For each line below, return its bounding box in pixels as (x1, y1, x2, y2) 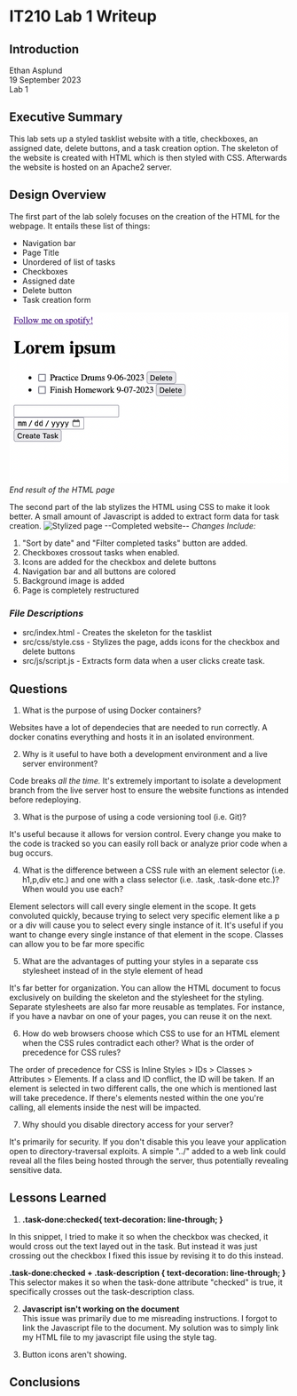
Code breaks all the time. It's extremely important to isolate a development (9, 775, 282, 786)
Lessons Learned (9, 1191, 106, 1206)
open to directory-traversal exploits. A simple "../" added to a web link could (9, 1145, 286, 1156)
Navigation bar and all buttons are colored (21, 566, 176, 577)
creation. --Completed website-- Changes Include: (9, 520, 256, 530)
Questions (9, 682, 68, 697)
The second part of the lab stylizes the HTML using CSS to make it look (9, 501, 270, 512)
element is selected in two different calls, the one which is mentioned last (9, 1082, 277, 1094)
